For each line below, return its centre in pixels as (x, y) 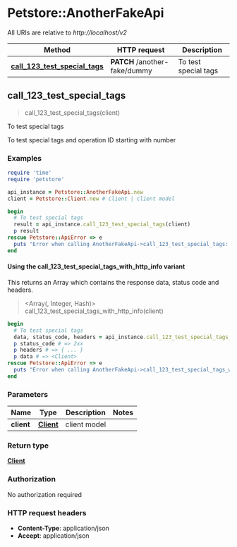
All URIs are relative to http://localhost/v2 (67, 32)
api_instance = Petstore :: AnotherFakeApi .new (75, 192)
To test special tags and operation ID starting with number (92, 140)
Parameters (28, 394)
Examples (25, 158)
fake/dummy (132, 70)
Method (57, 49)
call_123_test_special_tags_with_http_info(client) (94, 311)
